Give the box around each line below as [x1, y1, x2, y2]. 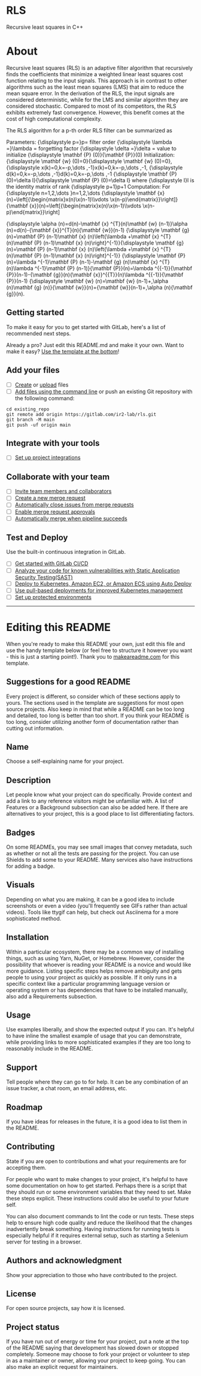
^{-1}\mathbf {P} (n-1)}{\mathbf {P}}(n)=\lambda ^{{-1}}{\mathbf [34, 264, 193, 271]
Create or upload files [14, 381, 69, 388]
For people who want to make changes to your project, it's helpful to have [6, 1175, 188, 1182]
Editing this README [6, 620, 111, 634]
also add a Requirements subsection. [6, 992, 98, 1000]
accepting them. [6, 1164, 47, 1171]
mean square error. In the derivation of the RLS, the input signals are [6, 89, 175, 96]
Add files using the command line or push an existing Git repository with [14, 388, 193, 395]
